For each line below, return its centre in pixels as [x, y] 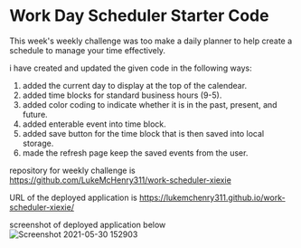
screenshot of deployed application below [88, 224]
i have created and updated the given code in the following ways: [131, 68]
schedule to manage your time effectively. [87, 50]
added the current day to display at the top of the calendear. [134, 85]
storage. [38, 143]
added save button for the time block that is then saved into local [143, 133]
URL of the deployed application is [73, 197]
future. [35, 114]
